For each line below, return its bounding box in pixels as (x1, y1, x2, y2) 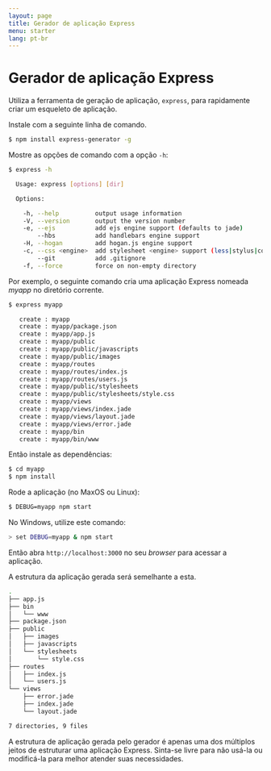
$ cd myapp (8, 465, 45, 473)
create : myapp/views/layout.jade (19, 412, 135, 420)
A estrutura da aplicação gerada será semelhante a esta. (8, 572, 197, 581)
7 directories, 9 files (8, 722, 89, 730)
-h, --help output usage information (23, 209, 182, 218)
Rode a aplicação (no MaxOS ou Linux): (8, 487, 140, 497)
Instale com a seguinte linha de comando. (8, 120, 148, 130)
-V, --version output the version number (23, 217, 186, 225)
